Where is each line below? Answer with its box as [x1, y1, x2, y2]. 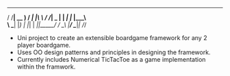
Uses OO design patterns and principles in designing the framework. [16, 48, 211, 56]
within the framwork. [16, 62, 76, 71]
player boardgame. [16, 41, 71, 49]
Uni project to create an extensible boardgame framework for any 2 [16, 34, 207, 41]
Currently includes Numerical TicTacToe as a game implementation [16, 56, 206, 63]
